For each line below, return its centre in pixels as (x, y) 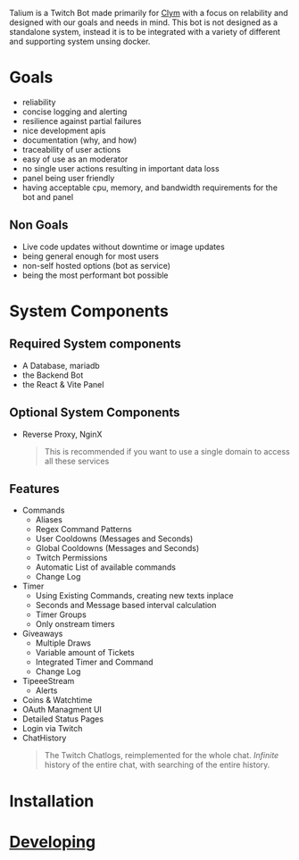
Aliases (49, 520)
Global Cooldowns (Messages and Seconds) (117, 548)
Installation (52, 801)
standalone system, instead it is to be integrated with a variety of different (145, 32)
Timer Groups (61, 614)
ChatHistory (44, 738)
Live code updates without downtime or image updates (123, 246)
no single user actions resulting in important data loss (121, 168)
